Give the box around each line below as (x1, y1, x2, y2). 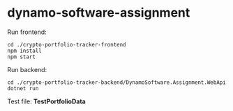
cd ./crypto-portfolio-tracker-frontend (7, 41, 127, 48)
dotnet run (7, 85, 39, 92)
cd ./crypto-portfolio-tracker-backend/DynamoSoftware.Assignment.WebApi (7, 78, 227, 86)
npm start (7, 53, 36, 60)
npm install (7, 47, 42, 54)
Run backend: (7, 65, 47, 74)
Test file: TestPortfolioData (7, 97, 86, 105)
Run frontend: (7, 28, 47, 36)
